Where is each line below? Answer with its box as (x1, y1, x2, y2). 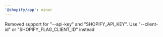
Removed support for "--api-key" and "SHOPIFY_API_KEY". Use (5, 21, 138, 27)
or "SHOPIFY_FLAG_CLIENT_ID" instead (12, 26, 95, 32)
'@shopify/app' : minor (5, 7, 52, 12)
